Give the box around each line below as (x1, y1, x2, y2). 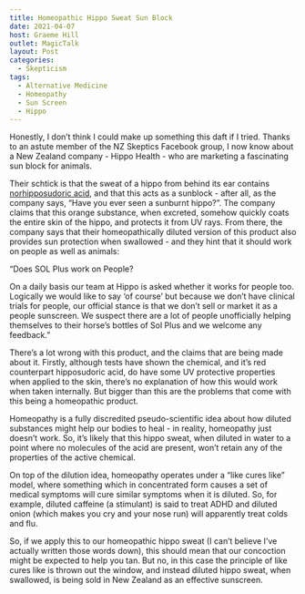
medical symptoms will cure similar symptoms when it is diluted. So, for (9, 489, 278, 500)
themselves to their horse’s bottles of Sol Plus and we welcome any (9, 320, 262, 331)
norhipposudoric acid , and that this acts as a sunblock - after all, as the (9, 188, 277, 199)
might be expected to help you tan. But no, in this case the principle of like (9, 555, 289, 566)
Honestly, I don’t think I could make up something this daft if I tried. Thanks (9, 131, 291, 142)
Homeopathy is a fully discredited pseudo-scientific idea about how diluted (9, 414, 291, 425)
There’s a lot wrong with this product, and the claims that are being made (9, 347, 284, 358)
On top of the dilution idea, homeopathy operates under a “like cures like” (9, 470, 285, 481)
